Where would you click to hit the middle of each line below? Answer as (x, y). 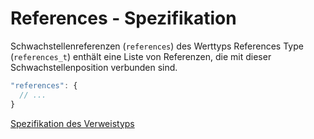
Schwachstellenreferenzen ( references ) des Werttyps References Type (157, 46)
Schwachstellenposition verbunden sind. (94, 67)
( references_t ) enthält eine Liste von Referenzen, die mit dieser (141, 56)
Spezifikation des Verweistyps (72, 123)
